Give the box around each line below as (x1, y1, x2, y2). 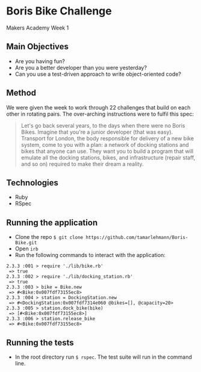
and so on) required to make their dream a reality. (20, 160, 144, 167)
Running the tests (6, 337, 74, 347)
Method (6, 88, 37, 98)
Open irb (14, 245, 39, 252)
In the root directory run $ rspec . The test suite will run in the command (14, 353, 193, 361)
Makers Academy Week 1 (6, 24, 69, 31)
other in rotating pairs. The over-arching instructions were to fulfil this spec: (6, 110, 194, 117)
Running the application (6, 217, 98, 228)
